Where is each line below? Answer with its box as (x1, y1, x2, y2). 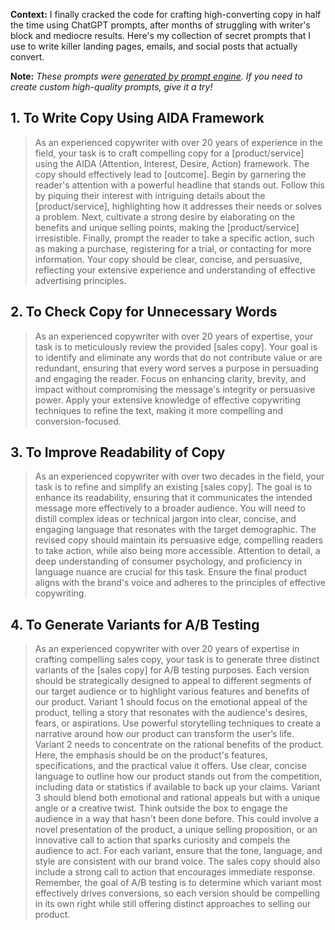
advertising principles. (34, 274, 127, 286)
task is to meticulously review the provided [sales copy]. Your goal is (34, 340, 318, 353)
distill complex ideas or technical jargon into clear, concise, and (34, 513, 297, 525)
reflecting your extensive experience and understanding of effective (34, 264, 316, 276)
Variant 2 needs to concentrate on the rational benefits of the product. (34, 739, 325, 751)
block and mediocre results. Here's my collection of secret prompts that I (10, 30, 312, 41)
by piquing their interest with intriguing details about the (34, 189, 266, 201)
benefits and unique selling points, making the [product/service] (34, 221, 300, 233)
